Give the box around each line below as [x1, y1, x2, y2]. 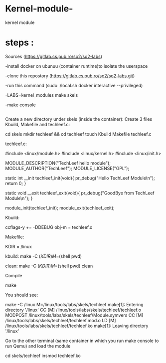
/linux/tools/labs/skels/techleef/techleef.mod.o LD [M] [5, 318, 116, 324]
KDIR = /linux [5, 244, 32, 250]
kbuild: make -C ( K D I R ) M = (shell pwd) [5, 253, 82, 259]
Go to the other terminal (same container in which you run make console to [5, 338, 159, 344]
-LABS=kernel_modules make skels [5, 92, 78, 98]
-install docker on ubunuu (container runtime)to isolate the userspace [5, 63, 148, 69]
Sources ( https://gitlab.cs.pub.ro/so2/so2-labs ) [5, 53, 103, 59]
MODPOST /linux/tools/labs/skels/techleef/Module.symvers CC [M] [5, 312, 144, 318]
